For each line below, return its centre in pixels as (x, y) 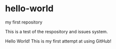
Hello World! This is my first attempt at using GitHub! (58, 41)
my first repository (24, 22)
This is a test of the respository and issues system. (57, 31)
